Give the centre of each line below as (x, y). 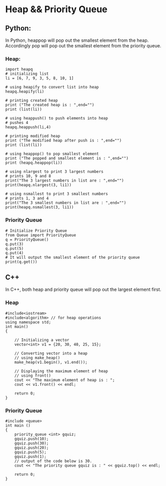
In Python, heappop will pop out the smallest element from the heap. (77, 40)
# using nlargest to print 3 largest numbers (54, 172)
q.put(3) (15, 244)
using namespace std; (28, 322)
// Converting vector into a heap (51, 353)
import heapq (19, 70)
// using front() (33, 375)
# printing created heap (32, 101)
